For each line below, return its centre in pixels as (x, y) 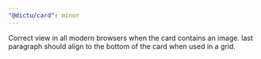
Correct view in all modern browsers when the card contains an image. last (131, 38)
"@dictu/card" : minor (44, 15)
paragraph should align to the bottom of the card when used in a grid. (122, 46)
